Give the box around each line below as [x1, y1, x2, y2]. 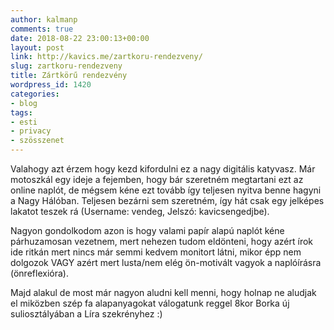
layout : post [10, 42, 65, 53]
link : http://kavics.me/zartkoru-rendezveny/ [10, 52, 203, 62]
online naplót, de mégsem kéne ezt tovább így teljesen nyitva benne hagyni [10, 184, 322, 196]
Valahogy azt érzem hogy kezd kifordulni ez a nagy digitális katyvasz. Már [10, 163, 316, 175]
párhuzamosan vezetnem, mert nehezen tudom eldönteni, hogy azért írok [10, 236, 313, 247]
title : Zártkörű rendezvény [10, 71, 128, 81]
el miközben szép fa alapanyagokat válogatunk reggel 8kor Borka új [10, 297, 290, 309]
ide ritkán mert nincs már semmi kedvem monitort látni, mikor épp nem [10, 246, 302, 258]
